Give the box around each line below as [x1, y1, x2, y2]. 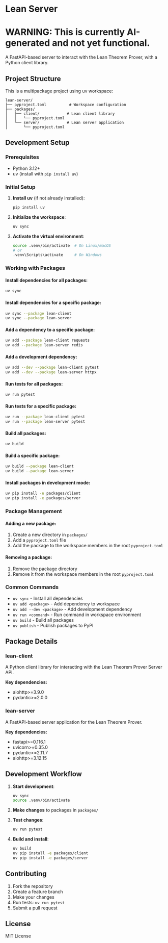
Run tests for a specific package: [5, 403, 77, 409]
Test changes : [12, 817, 44, 823]
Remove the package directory [12, 566, 77, 572]
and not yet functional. [51, 37, 150, 49]
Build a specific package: [5, 452, 60, 458]
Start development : [12, 783, 55, 789]
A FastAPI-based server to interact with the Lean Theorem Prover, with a [5, 54, 158, 60]
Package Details [5, 637, 58, 646]
